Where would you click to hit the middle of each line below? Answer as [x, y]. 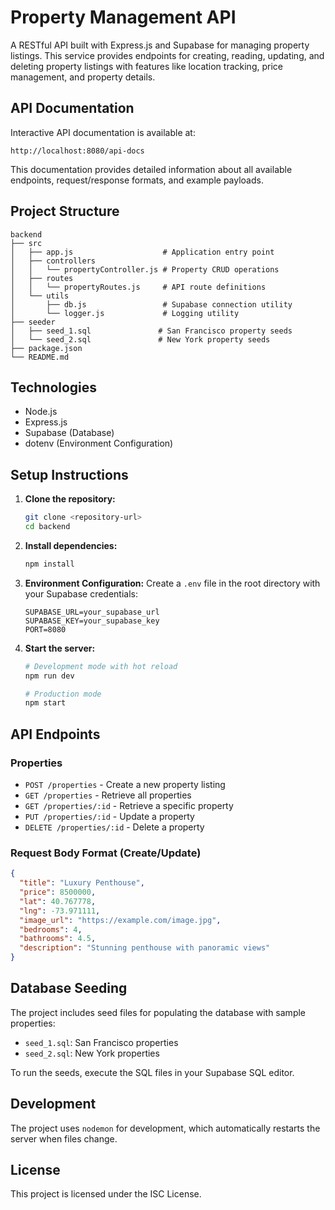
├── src [26, 243]
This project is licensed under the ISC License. [106, 1194]
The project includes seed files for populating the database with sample [158, 1012]
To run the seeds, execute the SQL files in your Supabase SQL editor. [152, 1072]
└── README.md [40, 357]
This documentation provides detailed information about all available [151, 169]
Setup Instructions [69, 474]
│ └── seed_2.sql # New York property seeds [140, 339]
